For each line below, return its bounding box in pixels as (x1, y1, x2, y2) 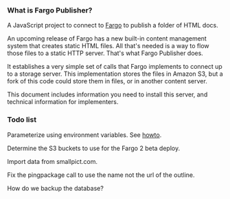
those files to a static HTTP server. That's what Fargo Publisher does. (7, 49, 204, 57)
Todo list (7, 115, 36, 125)
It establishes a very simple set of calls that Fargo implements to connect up (7, 63, 223, 71)
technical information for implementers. (7, 98, 119, 106)
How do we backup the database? (7, 184, 104, 192)
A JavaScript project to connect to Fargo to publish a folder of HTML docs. (7, 21, 218, 30)
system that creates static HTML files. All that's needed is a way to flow (7, 42, 209, 50)
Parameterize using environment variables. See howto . (7, 130, 162, 139)
